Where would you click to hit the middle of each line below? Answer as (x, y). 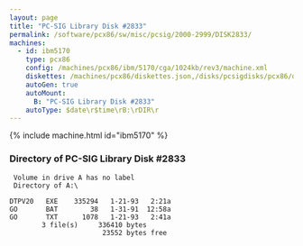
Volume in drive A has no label (74, 178)
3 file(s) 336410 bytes (94, 225)
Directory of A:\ (46, 186)
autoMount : (46, 93)
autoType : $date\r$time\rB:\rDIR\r (92, 110)
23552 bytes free (135, 232)
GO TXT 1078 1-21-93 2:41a (90, 217)
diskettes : (46, 77)
